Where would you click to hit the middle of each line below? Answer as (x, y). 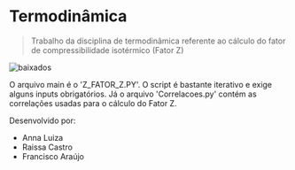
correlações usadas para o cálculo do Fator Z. (93, 103)
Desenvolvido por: (43, 120)
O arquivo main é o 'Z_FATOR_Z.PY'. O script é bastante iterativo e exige (141, 84)
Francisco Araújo (53, 156)
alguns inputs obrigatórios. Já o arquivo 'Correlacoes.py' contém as (133, 94)
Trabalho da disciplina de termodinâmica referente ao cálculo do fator (158, 41)
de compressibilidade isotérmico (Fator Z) (107, 50)
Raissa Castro (47, 147)
